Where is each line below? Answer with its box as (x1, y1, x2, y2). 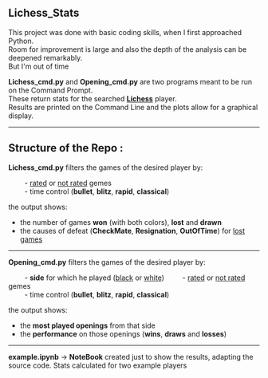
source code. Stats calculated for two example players (8, 360, 187, 370)
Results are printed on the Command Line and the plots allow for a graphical (8, 102, 258, 112)
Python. (8, 36, 34, 45)
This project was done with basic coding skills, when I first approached (8, 27, 242, 37)
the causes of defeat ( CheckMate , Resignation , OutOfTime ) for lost (19, 226, 246, 235)
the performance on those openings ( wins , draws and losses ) (19, 329, 227, 338)
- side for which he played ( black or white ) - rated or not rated (24, 273, 246, 282)
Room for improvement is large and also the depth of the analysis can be (8, 44, 247, 54)
